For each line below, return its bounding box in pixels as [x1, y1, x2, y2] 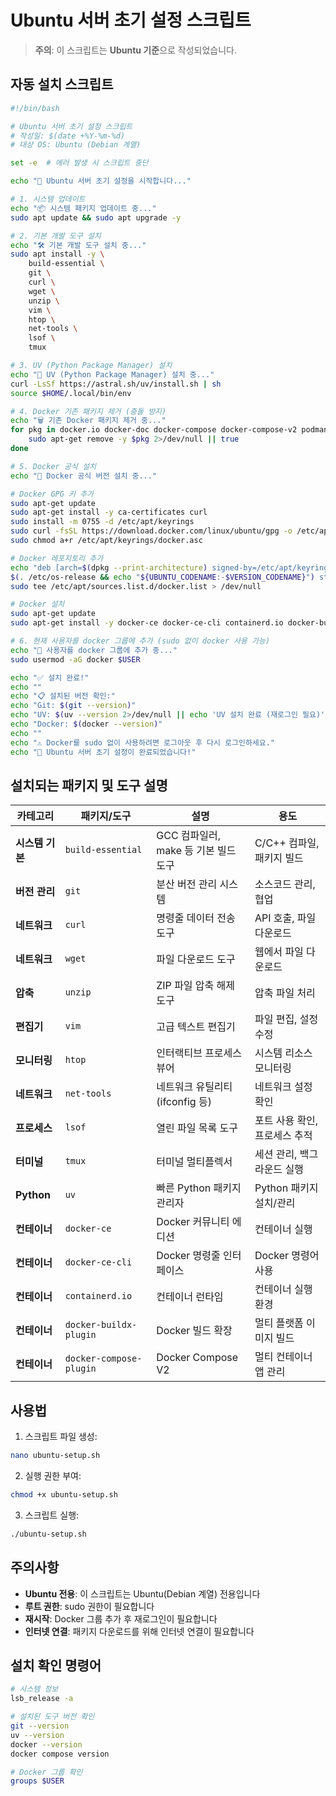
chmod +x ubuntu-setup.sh [10, 1490, 118, 1500]
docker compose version [10, 1749, 110, 1759]
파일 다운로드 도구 [156, 952, 236, 966]
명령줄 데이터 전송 [156, 911, 236, 925]
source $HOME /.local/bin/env [10, 388, 132, 398]
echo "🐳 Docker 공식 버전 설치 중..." [10, 471, 158, 481]
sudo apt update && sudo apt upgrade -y [10, 212, 182, 223]
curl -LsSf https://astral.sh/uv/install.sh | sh [10, 379, 222, 389]
